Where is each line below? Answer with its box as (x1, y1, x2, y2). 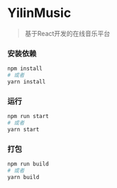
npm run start (7, 113, 50, 120)
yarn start (7, 126, 40, 133)
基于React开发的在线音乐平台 (24, 29, 111, 37)
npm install (7, 65, 43, 72)
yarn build (7, 173, 40, 181)
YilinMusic (7, 5, 72, 21)
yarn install (7, 78, 46, 86)
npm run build (7, 160, 50, 168)
